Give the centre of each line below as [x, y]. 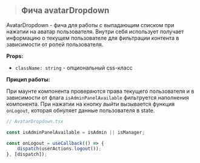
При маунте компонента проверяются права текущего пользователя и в [100, 91]
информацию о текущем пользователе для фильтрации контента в [93, 38]
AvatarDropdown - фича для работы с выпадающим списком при [90, 25]
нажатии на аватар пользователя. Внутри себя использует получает [95, 31]
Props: [15, 56]
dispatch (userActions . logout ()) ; [59, 149]
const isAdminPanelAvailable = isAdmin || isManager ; [76, 132]
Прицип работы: [28, 79]
